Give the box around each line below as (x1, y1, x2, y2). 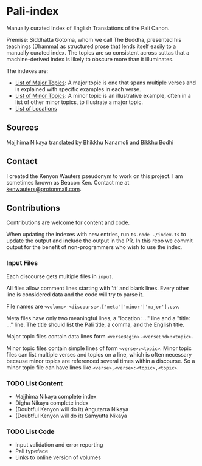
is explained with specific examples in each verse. (15, 85, 141, 92)
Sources (6, 123, 39, 133)
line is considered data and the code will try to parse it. (6, 290, 144, 298)
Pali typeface (15, 448, 49, 455)
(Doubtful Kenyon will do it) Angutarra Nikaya (15, 405, 129, 413)
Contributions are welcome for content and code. (6, 219, 130, 226)
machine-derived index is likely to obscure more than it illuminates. (6, 55, 174, 63)
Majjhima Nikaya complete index (15, 392, 97, 400)
